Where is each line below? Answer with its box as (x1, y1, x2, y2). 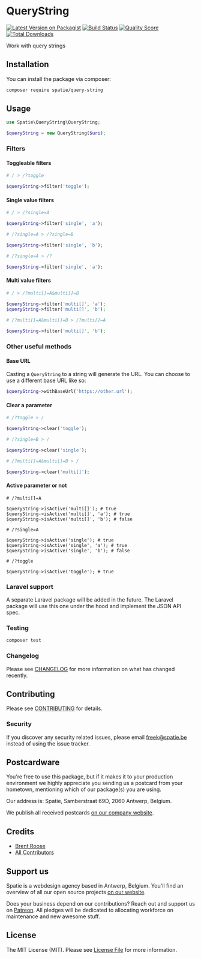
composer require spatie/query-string (6, 87, 103, 93)
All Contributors (14, 849, 54, 856)
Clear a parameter (6, 401, 53, 408)
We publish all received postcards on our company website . (6, 809, 154, 816)
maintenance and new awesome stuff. (6, 913, 100, 920)
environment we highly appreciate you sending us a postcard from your (6, 780, 183, 787)
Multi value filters (6, 277, 51, 284)
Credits (6, 826, 35, 837)
